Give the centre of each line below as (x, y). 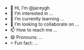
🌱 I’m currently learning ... (37, 19)
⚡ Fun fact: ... (24, 43)
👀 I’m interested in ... (32, 13)
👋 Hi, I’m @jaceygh (30, 8)
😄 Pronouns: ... (26, 37)
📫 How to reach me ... (34, 30)
